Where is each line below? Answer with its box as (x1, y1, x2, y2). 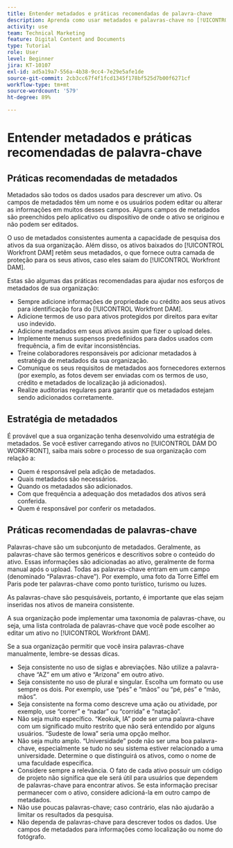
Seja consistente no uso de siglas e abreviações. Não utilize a (17, 663, 194, 671)
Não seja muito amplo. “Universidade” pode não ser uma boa (17, 736, 192, 745)
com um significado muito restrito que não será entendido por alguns (17, 722, 215, 730)
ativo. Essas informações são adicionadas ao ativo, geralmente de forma (7, 557, 215, 566)
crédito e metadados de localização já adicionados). (17, 379, 167, 387)
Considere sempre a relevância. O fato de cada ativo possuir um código (17, 766, 223, 774)
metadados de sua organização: (7, 284, 99, 292)
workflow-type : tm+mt (7, 81, 70, 88)
